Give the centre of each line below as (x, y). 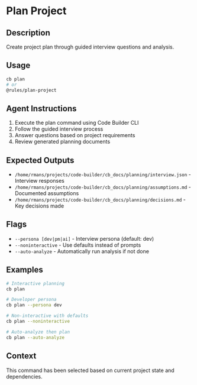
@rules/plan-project (32, 90)
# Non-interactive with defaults (47, 316)
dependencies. (24, 376)
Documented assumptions (47, 193)
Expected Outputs (40, 160)
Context (21, 356)
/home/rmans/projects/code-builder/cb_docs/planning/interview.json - (103, 174)
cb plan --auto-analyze (35, 337)
